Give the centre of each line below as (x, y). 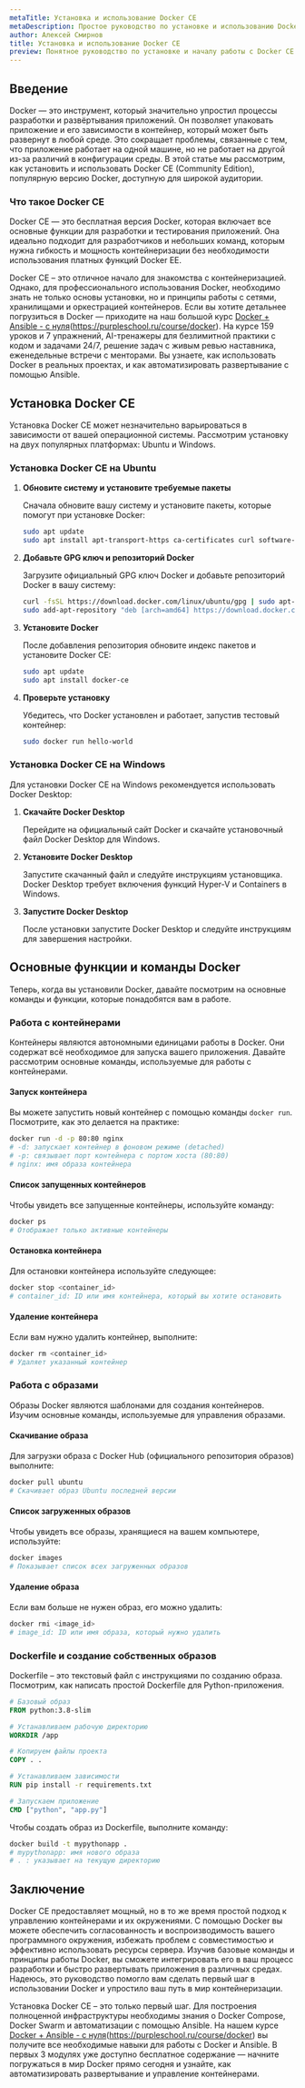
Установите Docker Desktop (78, 856)
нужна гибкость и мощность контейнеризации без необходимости (139, 250)
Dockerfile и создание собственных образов (113, 1656)
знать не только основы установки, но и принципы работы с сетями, (143, 298)
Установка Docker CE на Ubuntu (83, 468)
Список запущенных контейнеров (78, 1185)
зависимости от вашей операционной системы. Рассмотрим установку (149, 435)
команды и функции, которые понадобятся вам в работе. (120, 998)
